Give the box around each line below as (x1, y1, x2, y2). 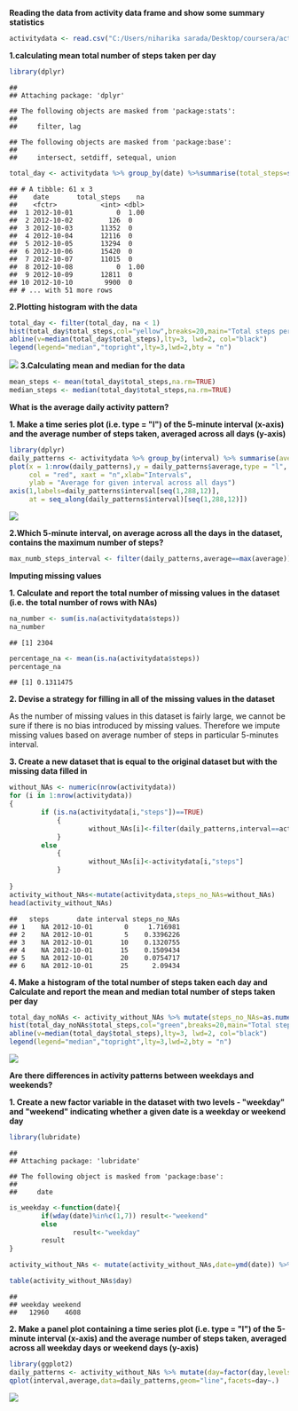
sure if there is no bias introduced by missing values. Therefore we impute (9, 721, 281, 731)
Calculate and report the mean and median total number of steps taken (9, 986, 276, 997)
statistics (9, 17, 44, 28)
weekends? (9, 1080, 53, 1090)
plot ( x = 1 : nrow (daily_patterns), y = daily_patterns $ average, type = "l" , (9, 461, 288, 471)
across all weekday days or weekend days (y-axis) (9, 1342, 200, 1352)
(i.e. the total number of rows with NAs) (9, 596, 158, 607)
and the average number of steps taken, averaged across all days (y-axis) (9, 428, 286, 438)
